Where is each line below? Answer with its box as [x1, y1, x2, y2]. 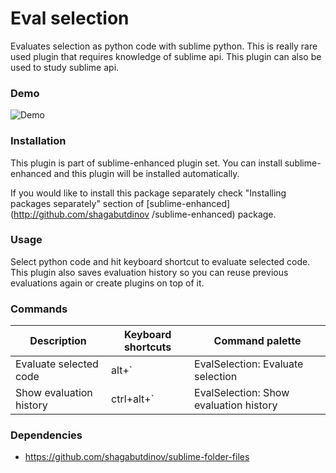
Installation [10, 134, 67, 148]
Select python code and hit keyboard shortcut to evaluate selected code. [10, 255, 311, 267]
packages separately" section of [10, 197, 145, 209]
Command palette [213, 334, 302, 348]
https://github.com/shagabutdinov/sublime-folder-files [24, 451, 250, 463]
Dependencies [10, 428, 83, 442]
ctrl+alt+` [111, 392, 155, 406]
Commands [10, 302, 68, 316]
